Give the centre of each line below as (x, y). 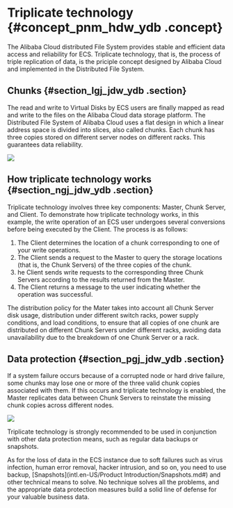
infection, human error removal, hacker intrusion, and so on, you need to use (117, 468)
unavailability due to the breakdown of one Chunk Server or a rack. (103, 337)
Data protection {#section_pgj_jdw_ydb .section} (116, 359)
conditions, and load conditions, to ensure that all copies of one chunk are (113, 322)
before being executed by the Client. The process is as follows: (97, 229)
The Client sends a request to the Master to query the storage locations (120, 257)
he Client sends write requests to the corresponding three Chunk (110, 272)
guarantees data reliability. (45, 145)
